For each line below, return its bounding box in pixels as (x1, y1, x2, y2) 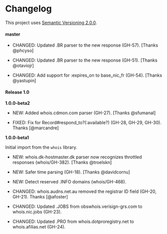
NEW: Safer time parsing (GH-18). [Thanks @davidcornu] (12, 169, 130, 175)
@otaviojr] (12, 63, 34, 69)
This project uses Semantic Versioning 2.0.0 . (5, 20, 97, 26)
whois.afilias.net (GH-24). (12, 224, 66, 230)
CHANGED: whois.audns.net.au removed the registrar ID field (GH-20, (12, 188, 156, 194)
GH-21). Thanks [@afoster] (12, 194, 68, 200)
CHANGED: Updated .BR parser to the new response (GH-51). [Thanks (12, 57, 157, 63)
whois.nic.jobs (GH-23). (12, 209, 62, 215)
